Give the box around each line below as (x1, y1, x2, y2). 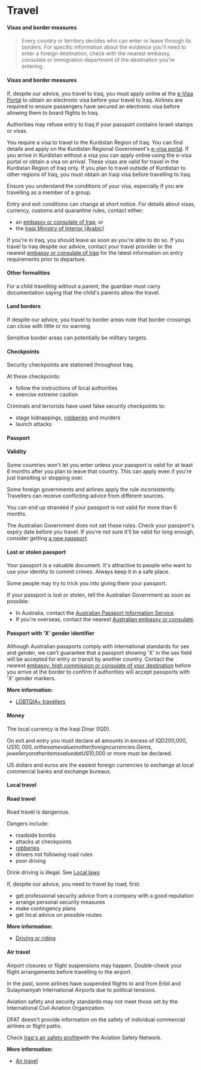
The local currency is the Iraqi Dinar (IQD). (7, 725, 111, 732)
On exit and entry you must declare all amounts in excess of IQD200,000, (7, 737, 187, 744)
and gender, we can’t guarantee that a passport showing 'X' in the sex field (7, 649, 192, 657)
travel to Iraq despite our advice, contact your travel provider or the (7, 243, 173, 250)
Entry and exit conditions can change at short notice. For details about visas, (7, 200, 196, 207)
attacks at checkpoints (15, 838, 72, 845)
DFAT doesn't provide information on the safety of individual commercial (7, 1016, 185, 1023)
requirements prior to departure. (7, 255, 86, 263)
